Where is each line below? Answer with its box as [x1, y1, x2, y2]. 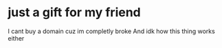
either [8, 34, 25, 42]
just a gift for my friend [8, 5, 141, 20]
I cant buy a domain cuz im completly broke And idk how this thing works [8, 27, 215, 35]
